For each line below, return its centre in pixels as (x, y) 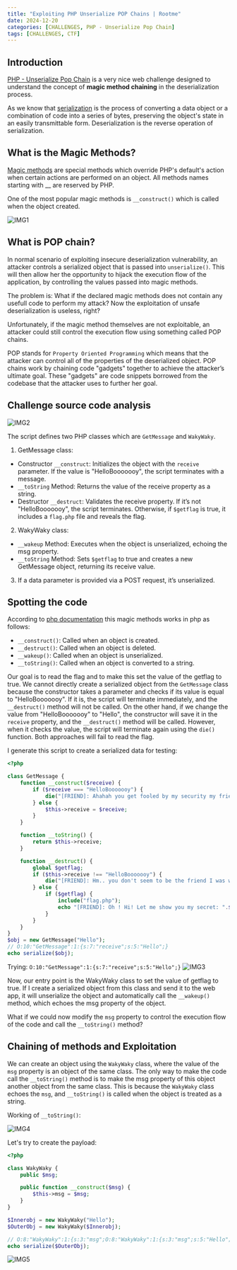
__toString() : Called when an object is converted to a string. (106, 663)
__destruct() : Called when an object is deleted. (87, 648)
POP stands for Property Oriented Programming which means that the (108, 353)
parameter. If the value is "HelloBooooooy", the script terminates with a (121, 471)
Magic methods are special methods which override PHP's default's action (116, 170)
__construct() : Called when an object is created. (89, 641)
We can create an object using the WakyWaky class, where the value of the (114, 1063)
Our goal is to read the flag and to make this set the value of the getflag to (115, 677)
